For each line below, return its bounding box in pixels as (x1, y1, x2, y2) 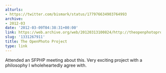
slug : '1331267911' (5, 35, 45, 40)
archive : (5, 16, 23, 21)
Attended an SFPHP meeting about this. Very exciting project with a (5, 57, 142, 63)
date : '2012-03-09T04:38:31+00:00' (5, 25, 79, 30)
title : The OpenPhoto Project (5, 39, 68, 44)
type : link (5, 44, 28, 49)
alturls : (5, 7, 23, 12)
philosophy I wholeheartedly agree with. (5, 62, 87, 68)
